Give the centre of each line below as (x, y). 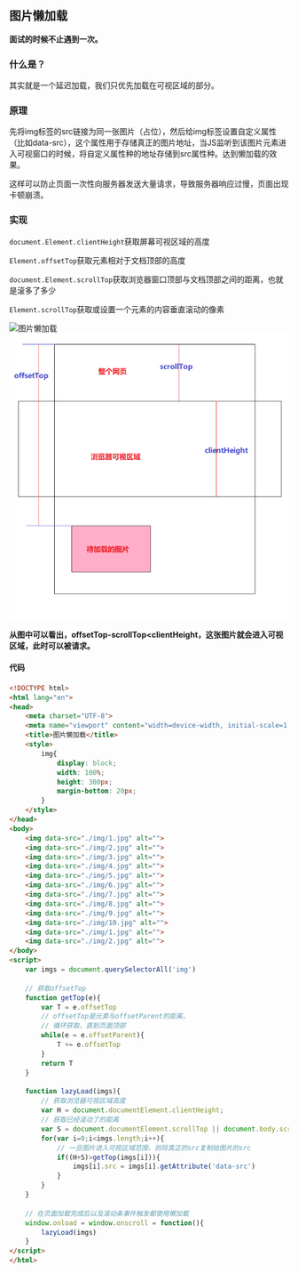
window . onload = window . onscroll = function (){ (114, 1223)
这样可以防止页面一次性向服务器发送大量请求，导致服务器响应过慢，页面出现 (149, 184)
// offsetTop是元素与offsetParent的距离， (115, 1017)
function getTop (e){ (63, 998)
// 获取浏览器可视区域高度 (83, 1101)
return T (57, 1063)
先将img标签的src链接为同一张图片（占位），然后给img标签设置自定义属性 (143, 132)
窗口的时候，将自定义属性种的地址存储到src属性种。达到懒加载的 (151, 154)
